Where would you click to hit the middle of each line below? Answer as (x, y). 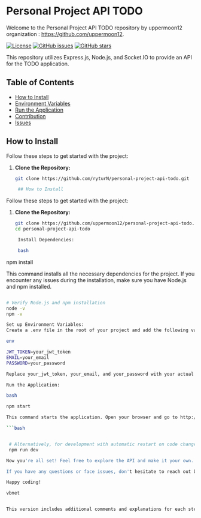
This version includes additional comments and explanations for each (96, 509)
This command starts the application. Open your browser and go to (92, 417)
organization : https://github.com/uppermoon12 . (65, 34)
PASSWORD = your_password (36, 363)
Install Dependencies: (46, 240)
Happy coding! (24, 482)
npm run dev (24, 450)
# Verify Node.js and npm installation (56, 303)
